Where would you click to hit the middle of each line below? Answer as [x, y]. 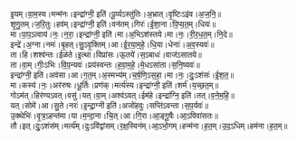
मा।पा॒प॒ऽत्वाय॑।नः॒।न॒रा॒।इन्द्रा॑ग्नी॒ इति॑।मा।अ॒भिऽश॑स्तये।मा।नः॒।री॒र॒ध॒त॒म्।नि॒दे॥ [122, 34]
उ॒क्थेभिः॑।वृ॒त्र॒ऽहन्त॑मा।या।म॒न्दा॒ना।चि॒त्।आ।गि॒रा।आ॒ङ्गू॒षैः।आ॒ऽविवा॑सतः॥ [114, 116]
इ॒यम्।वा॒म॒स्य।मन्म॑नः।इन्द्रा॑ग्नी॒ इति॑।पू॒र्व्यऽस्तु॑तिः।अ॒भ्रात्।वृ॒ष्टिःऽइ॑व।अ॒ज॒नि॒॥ [116, 14]
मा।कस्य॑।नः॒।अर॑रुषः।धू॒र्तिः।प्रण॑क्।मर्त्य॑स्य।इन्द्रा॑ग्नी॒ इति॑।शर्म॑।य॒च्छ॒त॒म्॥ [115, 85]
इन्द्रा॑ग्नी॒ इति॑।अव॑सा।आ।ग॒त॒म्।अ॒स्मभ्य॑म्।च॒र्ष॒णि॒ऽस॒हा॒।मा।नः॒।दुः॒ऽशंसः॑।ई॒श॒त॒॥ [122, 75]
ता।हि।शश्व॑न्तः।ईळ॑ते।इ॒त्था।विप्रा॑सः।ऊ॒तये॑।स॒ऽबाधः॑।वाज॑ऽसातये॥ [106, 55]
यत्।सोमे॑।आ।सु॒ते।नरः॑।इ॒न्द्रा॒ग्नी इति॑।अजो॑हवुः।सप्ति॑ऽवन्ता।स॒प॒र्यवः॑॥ [110, 105]
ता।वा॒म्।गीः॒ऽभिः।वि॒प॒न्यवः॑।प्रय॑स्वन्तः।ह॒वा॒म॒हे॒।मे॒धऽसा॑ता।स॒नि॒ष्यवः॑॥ [105, 65]
